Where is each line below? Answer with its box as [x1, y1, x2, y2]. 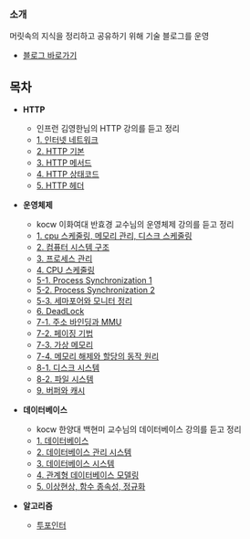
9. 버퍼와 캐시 [36, 386, 86, 396]
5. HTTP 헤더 [36, 180, 85, 191]
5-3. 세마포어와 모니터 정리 [36, 295, 133, 307]
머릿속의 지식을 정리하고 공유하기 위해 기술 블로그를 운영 [9, 30, 210, 42]
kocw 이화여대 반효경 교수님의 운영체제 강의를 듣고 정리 [36, 219, 234, 230]
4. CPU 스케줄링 [36, 265, 96, 276]
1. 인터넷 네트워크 [36, 134, 99, 145]
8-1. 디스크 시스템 [36, 363, 100, 374]
